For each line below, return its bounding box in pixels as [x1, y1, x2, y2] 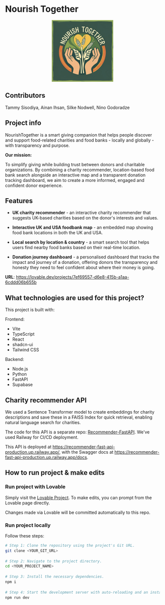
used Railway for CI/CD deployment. [5, 434, 79, 440]
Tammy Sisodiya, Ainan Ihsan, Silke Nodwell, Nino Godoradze [5, 105, 130, 110]
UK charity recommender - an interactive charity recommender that [12, 210, 151, 215]
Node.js [12, 366, 28, 372]
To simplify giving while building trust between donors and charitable [5, 161, 145, 167]
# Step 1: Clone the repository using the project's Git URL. [5, 543, 135, 548]
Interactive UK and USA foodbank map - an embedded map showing [12, 224, 153, 230]
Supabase [12, 382, 33, 388]
